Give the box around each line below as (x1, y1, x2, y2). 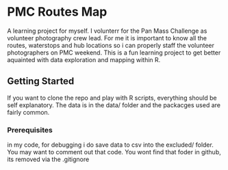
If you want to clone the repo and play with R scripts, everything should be (7, 94, 217, 102)
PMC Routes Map (7, 4, 107, 20)
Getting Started (7, 76, 75, 87)
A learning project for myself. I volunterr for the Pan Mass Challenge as (7, 27, 207, 35)
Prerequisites (7, 125, 53, 134)
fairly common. (7, 108, 50, 116)
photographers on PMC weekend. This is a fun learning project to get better (7, 48, 221, 57)
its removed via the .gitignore (7, 155, 90, 164)
